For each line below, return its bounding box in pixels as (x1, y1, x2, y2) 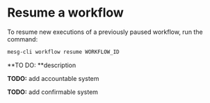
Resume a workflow (7, 5, 124, 21)
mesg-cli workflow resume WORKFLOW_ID (7, 48, 120, 55)
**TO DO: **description (7, 61, 76, 69)
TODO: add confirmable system (7, 88, 99, 96)
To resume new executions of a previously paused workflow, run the (7, 28, 203, 36)
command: (7, 35, 38, 43)
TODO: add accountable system (7, 74, 99, 82)
